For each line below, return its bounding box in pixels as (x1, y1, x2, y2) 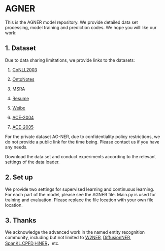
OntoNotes (12, 76, 34, 82)
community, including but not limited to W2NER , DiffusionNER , (5, 235, 132, 241)
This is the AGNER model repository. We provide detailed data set (5, 19, 138, 25)
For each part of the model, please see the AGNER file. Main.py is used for (5, 191, 156, 197)
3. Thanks (5, 216, 36, 224)
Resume (12, 95, 29, 101)
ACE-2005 (12, 124, 34, 130)
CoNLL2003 (12, 67, 37, 72)
